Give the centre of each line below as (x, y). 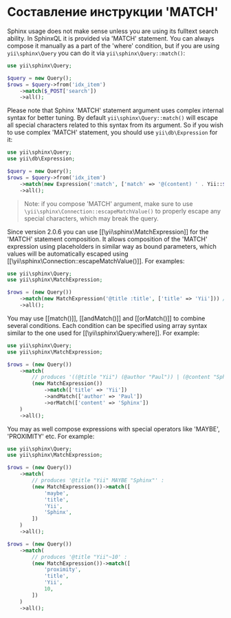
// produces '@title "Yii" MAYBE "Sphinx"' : (98, 481)
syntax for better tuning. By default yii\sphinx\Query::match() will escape (113, 118)
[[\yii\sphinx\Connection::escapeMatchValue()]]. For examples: (96, 261)
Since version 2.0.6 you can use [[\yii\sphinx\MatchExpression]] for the (108, 231)
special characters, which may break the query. (91, 218)
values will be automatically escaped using (68, 254)
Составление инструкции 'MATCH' (113, 12)
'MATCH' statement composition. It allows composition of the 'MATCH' (107, 239)
